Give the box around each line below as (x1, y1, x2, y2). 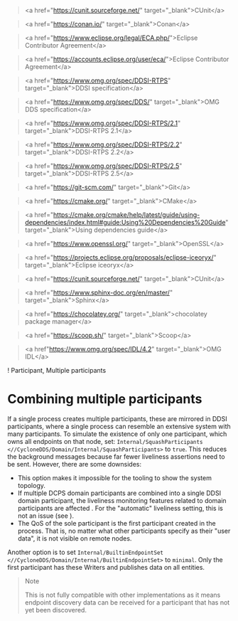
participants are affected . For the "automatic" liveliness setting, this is (17, 504, 224, 512)
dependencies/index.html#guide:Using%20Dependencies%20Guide (24, 218, 226, 226)
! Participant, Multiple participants (7, 366, 107, 374)
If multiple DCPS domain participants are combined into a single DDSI (17, 489, 222, 497)
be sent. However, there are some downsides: (7, 460, 142, 468)
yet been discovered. (24, 605, 87, 614)
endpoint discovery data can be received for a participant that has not (24, 598, 230, 607)
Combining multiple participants (7, 391, 202, 408)
